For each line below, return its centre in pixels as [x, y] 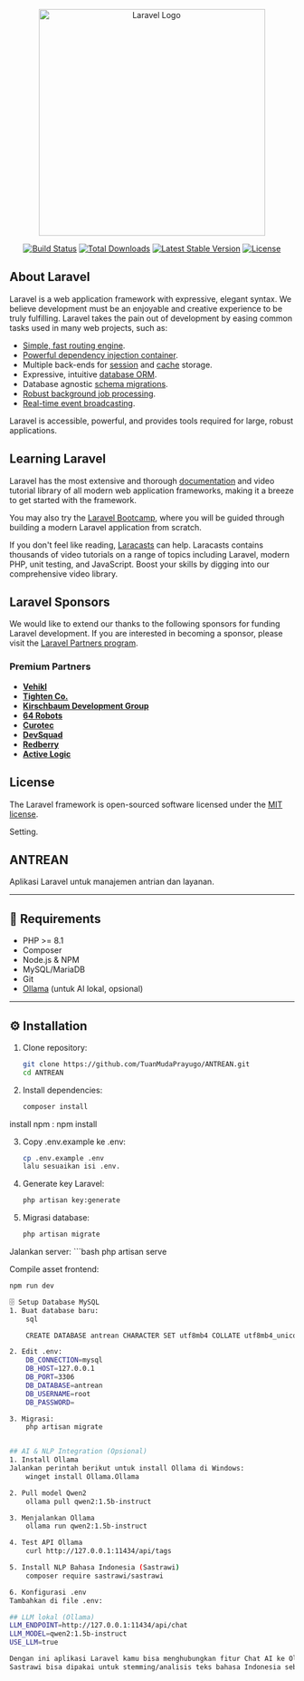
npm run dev [32, 1286]
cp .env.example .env [63, 1158]
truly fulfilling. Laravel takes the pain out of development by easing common [151, 318]
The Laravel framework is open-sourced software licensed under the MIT [146, 804]
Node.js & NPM [51, 960]
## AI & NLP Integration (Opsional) [78, 1452]
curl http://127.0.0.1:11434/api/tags [99, 1551]
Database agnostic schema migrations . [95, 384]
